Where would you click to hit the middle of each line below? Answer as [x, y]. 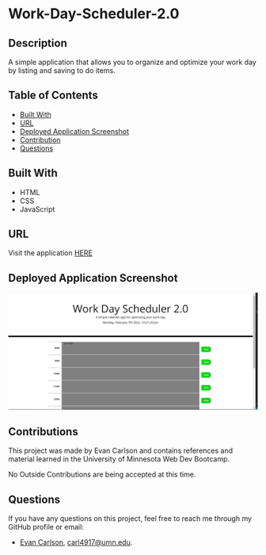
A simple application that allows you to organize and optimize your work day [133, 62]
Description [38, 43]
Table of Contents [53, 96]
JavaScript [37, 209]
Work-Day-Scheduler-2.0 [94, 14]
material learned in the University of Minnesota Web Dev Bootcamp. [119, 459]
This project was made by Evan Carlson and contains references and [121, 451]
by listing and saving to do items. [62, 71]
